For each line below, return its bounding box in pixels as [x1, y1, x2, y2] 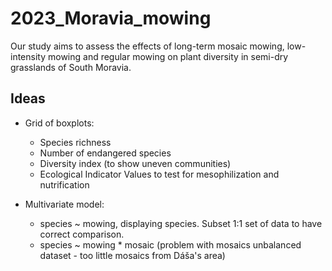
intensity [10, 50, 47, 62]
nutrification [39, 178, 90, 191]
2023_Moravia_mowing [10, 7, 212, 30]
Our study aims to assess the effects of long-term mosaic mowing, [10, 40, 285, 52]
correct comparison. [39, 228, 125, 240]
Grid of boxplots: [24, 117, 95, 129]
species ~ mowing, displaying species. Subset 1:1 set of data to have [39, 217, 323, 229]
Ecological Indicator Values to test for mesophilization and [39, 168, 280, 180]
